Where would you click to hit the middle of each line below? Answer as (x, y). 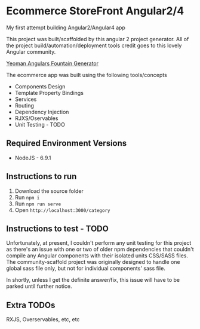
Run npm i (27, 197)
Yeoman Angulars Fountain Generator (53, 63)
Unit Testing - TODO (40, 124)
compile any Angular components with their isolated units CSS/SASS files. (97, 256)
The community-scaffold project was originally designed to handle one (93, 262)
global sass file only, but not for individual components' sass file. (86, 268)
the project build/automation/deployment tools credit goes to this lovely (94, 45)
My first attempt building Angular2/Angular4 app (66, 27)
